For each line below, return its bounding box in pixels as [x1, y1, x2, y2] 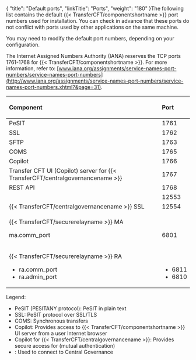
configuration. [6, 41, 40, 48]
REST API [9, 184, 35, 191]
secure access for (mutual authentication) [14, 342, 116, 349]
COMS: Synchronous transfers [14, 317, 89, 324]
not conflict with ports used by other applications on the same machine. [6, 23, 179, 30]
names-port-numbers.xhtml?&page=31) [6, 84, 101, 90]
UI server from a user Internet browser [14, 330, 107, 337]
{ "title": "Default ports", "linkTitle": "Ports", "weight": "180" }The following [6, 5, 184, 12]
